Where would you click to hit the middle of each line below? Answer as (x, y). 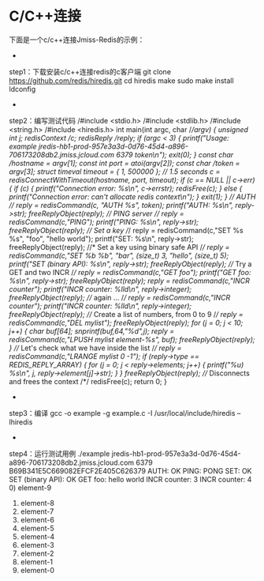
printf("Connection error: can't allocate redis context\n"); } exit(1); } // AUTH (132, 196)
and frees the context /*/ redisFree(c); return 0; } (88, 381)
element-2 (37, 553)
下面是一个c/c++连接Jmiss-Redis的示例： (77, 40)
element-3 (37, 545)
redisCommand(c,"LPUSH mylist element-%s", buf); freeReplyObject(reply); (132, 339)
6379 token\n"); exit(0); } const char (175, 154)
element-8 (37, 503)
